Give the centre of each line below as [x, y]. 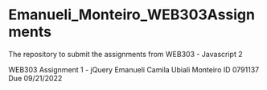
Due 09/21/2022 [35, 78]
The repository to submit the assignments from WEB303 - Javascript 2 [125, 54]
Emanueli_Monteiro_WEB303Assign [132, 15]
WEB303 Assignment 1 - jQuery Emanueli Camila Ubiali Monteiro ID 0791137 [134, 69]
